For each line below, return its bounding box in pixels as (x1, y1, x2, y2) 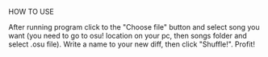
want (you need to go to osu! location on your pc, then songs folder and (8, 31, 248, 40)
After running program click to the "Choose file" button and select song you (8, 22, 260, 31)
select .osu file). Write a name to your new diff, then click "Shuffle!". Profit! (8, 39, 256, 49)
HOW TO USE (8, 7, 54, 16)
